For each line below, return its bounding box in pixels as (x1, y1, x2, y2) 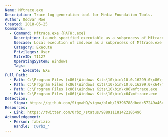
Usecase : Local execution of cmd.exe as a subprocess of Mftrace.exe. (14, 40, 164, 45)
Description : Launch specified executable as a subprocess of (14, 36, 146, 41)
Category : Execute (14, 45, 52, 50)
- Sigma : (9, 101, 28, 106)
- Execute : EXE (18, 68, 50, 73)
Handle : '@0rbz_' (14, 124, 50, 129)
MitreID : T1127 (14, 54, 46, 59)
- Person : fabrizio (9, 119, 50, 124)
